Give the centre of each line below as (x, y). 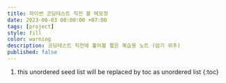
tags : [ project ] (31, 26)
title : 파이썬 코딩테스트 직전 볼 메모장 (58, 13)
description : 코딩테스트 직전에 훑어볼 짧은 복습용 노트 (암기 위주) (94, 46)
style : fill (24, 33)
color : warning (29, 39)
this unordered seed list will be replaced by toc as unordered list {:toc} (118, 72)
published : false (32, 53)
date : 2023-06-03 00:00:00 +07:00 (57, 20)
